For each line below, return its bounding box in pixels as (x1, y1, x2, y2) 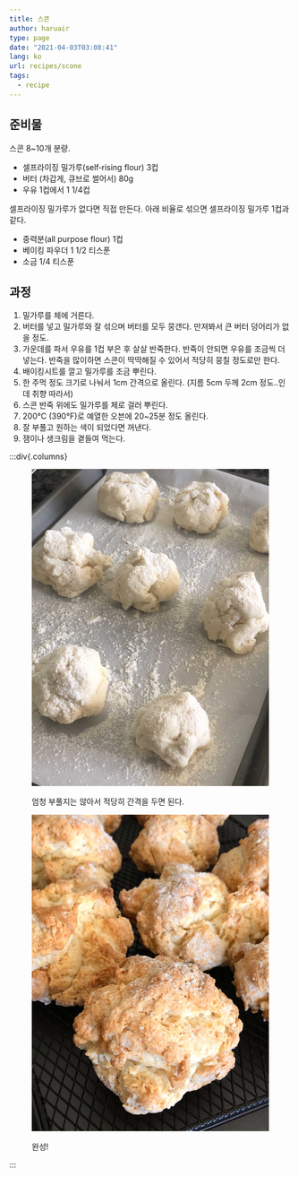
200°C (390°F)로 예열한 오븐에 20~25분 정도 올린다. (21, 411, 209, 421)
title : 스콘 (9, 14, 51, 23)
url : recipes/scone (9, 62, 82, 71)
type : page (9, 33, 50, 42)
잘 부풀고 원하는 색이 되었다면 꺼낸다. (21, 422, 152, 433)
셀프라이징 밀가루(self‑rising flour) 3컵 (21, 161, 159, 172)
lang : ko (9, 52, 42, 62)
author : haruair (9, 23, 70, 33)
